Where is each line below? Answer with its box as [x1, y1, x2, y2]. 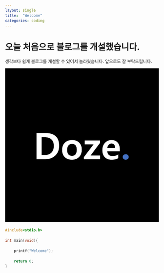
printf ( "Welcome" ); [14, 248, 54, 253]
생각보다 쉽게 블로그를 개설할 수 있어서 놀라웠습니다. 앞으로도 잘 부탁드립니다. [5, 59, 152, 64]
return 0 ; [14, 259, 34, 264]
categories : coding [5, 18, 45, 23]
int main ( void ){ [5, 238, 38, 243]
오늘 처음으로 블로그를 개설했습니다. [5, 42, 140, 52]
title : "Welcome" [5, 13, 42, 18]
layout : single [5, 8, 36, 13]
